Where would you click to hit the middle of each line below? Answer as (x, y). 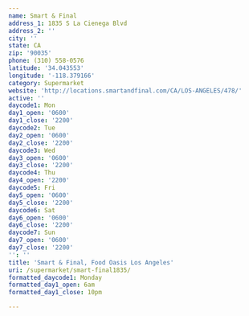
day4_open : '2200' (39, 181)
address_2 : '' (32, 31)
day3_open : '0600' (39, 158)
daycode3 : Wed (32, 150)
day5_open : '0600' (39, 195)
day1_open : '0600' (39, 113)
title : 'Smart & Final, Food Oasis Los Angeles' (91, 262)
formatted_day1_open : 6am (51, 285)
